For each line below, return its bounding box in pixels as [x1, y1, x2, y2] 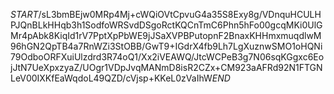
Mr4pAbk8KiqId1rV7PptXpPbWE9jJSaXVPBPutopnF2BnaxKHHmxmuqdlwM [10, 30, 322, 41]
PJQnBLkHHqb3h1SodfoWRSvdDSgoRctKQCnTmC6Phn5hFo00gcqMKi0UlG [10, 19, 323, 31]
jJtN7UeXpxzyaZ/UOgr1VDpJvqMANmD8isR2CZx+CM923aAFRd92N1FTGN [10, 62, 323, 73]
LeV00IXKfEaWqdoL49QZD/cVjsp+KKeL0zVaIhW [10, 72, 213, 84]
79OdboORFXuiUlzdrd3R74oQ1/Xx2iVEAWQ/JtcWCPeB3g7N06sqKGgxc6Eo [10, 51, 325, 63]
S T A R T [10, 9, 39, 20]
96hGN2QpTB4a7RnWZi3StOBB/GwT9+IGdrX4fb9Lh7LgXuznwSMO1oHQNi [10, 40, 323, 52]
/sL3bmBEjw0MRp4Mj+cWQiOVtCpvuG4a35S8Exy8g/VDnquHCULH [38, 9, 322, 20]
